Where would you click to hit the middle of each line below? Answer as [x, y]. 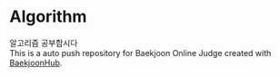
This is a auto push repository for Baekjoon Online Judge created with [140, 53]
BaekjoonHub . [36, 63]
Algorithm [48, 17]
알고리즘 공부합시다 [44, 43]
